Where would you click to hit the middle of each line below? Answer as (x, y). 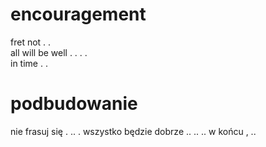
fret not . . (31, 42)
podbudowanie (74, 104)
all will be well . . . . (49, 52)
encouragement (78, 14)
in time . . (29, 63)
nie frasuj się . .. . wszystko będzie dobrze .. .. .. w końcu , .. (133, 131)
